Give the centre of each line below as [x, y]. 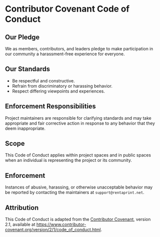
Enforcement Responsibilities [50, 106]
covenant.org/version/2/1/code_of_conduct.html [53, 230]
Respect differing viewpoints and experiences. [58, 91]
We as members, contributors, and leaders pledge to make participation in [79, 49]
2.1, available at [20, 224]
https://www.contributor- [61, 224]
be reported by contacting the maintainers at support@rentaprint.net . [75, 192]
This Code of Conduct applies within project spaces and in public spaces [78, 155]
